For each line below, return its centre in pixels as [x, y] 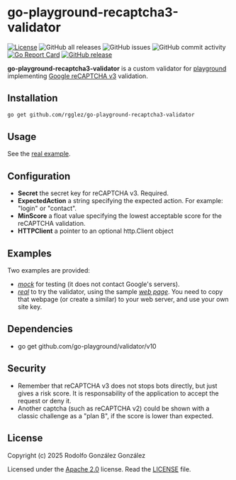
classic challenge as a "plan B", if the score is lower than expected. [116, 415]
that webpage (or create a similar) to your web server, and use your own [123, 300]
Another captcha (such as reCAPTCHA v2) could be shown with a [113, 408]
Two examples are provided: [49, 271]
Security [27, 369]
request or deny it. [45, 400]
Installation [33, 98]
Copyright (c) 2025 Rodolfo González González [77, 455]
